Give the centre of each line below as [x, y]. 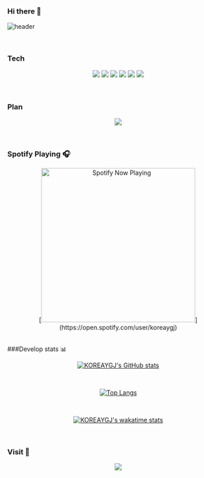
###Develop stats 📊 [37, 349]
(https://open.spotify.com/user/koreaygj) [118, 328]
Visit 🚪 [19, 452]
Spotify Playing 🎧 [39, 154]
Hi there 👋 [25, 11]
